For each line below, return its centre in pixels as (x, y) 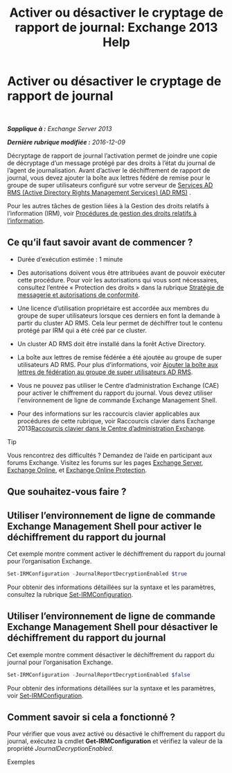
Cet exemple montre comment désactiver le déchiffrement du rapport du (111, 654)
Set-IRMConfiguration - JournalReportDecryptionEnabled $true (97, 574)
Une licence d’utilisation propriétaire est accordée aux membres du (113, 308)
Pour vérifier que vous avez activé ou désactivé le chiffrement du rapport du (116, 734)
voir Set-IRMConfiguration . (46, 695)
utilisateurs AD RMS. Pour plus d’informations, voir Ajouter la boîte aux (117, 364)
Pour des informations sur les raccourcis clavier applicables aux (109, 414)
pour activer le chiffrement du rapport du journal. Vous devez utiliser (115, 393)
